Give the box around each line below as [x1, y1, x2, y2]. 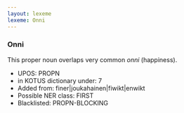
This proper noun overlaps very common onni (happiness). [7, 55, 178, 63]
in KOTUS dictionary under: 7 [17, 76, 103, 84]
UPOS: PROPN [17, 69, 60, 77]
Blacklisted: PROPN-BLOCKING [17, 98, 109, 107]
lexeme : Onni [7, 17, 46, 24]
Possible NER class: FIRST [17, 91, 94, 100]
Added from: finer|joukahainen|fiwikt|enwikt [17, 84, 145, 92]
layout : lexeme [7, 10, 52, 17]
